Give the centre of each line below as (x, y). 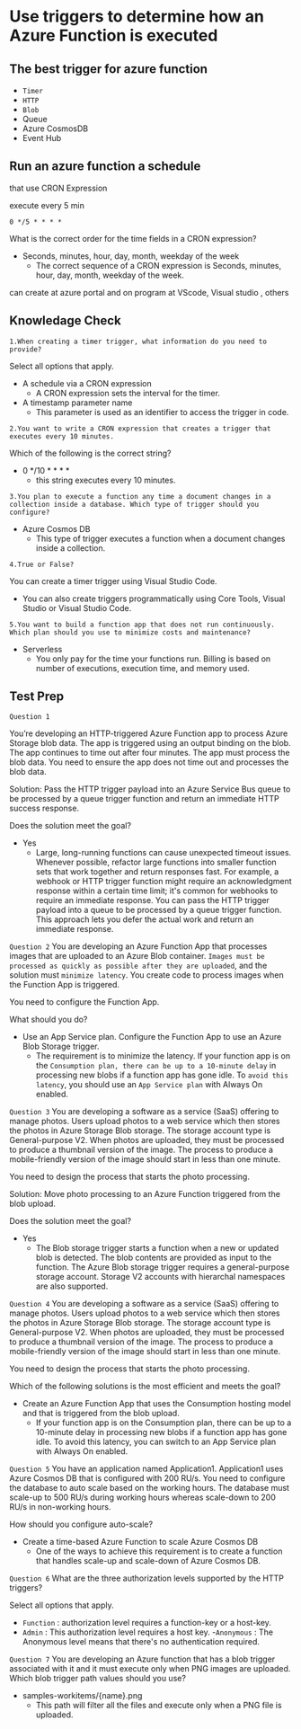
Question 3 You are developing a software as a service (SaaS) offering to (144, 1112)
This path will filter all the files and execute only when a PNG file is (159, 1706)
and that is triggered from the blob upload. (101, 1414)
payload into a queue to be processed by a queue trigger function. (159, 910)
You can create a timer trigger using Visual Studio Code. (113, 581)
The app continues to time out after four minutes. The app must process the (150, 753)
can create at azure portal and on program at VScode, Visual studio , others (149, 292)
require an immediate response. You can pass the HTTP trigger (152, 900)
